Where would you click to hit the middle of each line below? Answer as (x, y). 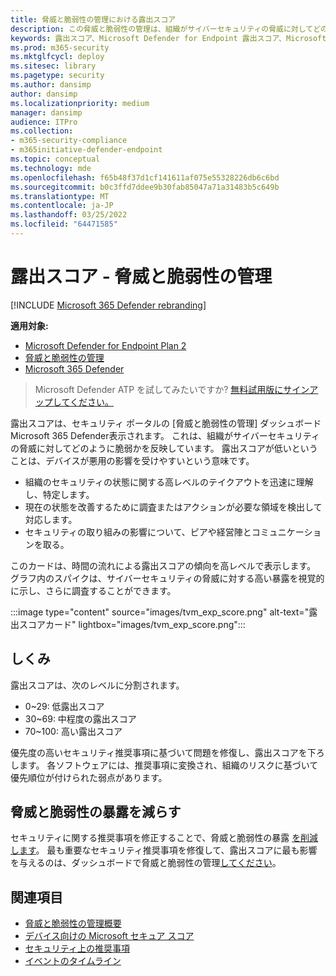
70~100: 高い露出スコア (73, 731)
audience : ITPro (44, 122)
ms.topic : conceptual (55, 159)
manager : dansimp (46, 112)
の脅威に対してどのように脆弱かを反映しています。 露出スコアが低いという (164, 448)
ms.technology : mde (51, 168)
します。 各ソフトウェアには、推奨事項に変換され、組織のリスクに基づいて (164, 765)
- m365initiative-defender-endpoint (86, 150)
